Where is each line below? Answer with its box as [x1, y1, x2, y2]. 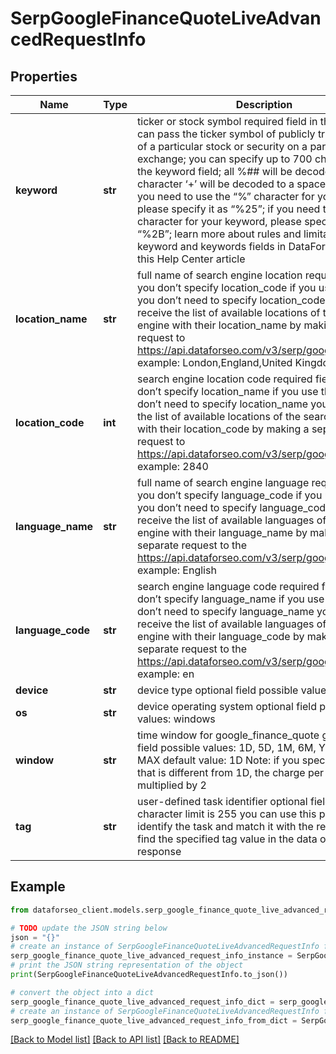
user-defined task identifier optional [137, 795, 308, 808]
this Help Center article [137, 252, 246, 266]
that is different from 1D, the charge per [137, 766, 325, 779]
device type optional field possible [137, 683, 299, 697]
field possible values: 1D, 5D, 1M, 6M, [137, 741, 317, 754]
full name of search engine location [137, 268, 303, 282]
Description [235, 98, 293, 111]
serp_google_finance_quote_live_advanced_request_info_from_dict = [10, 1015, 298, 1026]
